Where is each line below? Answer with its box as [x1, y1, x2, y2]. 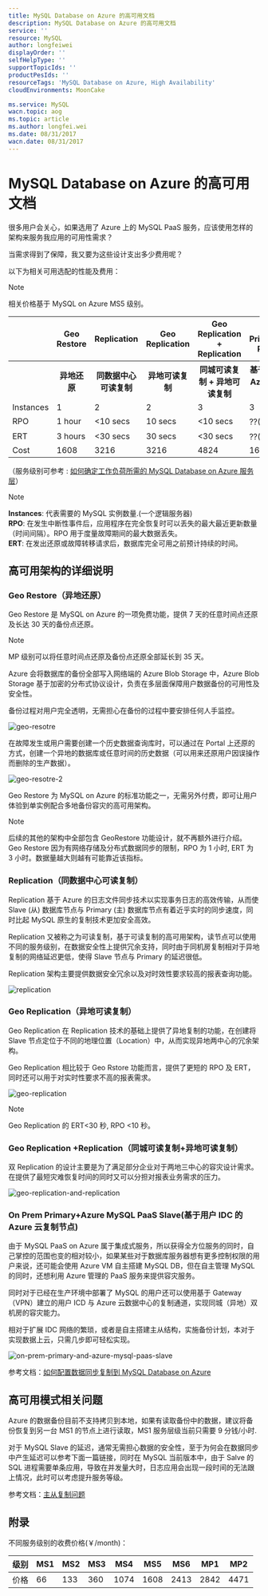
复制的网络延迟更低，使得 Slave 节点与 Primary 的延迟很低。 [8, 951, 207, 961]
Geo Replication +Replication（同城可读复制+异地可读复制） [8, 1142, 243, 1153]
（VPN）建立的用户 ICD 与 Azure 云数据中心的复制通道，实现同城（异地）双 [8, 1298, 258, 1308]
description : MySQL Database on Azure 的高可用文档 [8, 19, 177, 27]
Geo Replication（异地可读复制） [8, 1006, 137, 1017]
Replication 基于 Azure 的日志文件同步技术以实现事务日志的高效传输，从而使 [8, 895, 259, 904]
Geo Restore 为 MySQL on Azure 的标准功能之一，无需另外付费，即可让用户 [8, 791, 258, 800]
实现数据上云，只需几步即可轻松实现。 [8, 1335, 134, 1344]
